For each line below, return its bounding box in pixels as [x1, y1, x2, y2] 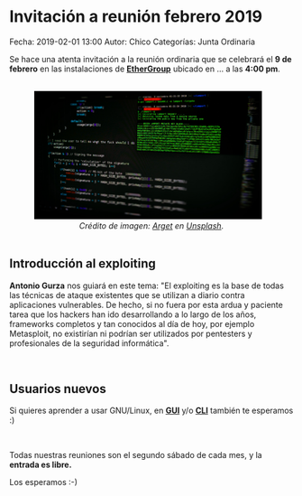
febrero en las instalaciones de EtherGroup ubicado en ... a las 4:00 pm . [9, 63, 281, 74]
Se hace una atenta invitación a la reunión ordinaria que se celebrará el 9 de [9, 53, 292, 64]
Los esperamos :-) [9, 477, 78, 488]
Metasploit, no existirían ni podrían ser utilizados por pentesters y [9, 328, 252, 339]
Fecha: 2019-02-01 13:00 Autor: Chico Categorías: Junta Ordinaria [9, 36, 255, 47]
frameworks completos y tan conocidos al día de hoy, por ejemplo [9, 318, 255, 329]
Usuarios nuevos [9, 381, 106, 397]
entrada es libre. [9, 459, 72, 471]
